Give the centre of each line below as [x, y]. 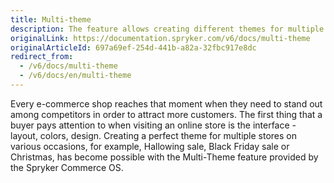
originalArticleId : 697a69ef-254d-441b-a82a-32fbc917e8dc [133, 47]
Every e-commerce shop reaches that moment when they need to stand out [166, 103]
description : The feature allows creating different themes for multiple [167, 29]
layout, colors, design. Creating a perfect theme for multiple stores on [154, 135]
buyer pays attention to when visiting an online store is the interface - [153, 125]
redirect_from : [42, 57]
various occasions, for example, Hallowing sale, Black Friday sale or [150, 146]
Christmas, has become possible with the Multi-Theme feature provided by [164, 157]
